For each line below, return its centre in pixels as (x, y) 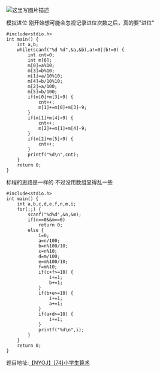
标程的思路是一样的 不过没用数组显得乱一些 (59, 182)
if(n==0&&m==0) (47, 220)
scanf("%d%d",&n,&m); (55, 214)
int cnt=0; (41, 55)
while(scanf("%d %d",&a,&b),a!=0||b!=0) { (71, 50)
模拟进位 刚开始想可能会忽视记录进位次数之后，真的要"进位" (80, 23)
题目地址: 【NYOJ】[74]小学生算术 (48, 363)
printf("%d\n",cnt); (53, 155)
